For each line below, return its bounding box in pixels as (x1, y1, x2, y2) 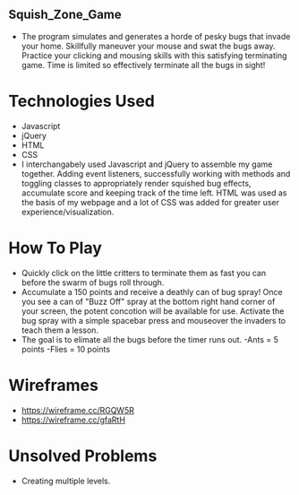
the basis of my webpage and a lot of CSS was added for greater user (21, 196, 279, 207)
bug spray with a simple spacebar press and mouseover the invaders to (21, 315, 286, 326)
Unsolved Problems (8, 446, 158, 465)
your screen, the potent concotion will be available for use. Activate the (21, 305, 285, 317)
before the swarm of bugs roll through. (21, 277, 165, 288)
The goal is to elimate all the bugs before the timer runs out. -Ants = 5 (21, 334, 279, 344)
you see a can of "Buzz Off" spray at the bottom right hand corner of (21, 296, 276, 307)
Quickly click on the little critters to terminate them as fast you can (21, 267, 266, 278)
